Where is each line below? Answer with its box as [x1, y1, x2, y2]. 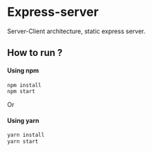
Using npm [7, 66, 39, 75]
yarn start [7, 138, 39, 145]
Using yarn [7, 116, 39, 124]
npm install [7, 82, 41, 88]
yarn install [7, 132, 45, 139]
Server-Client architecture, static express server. [7, 27, 146, 35]
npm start [7, 88, 36, 95]
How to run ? [7, 47, 63, 59]
